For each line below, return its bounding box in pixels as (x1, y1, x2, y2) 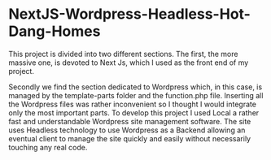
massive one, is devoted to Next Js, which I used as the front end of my (8, 58, 249, 67)
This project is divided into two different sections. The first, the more (8, 49, 238, 58)
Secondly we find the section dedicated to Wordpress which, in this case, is (8, 82, 263, 92)
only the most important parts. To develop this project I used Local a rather (8, 107, 260, 118)
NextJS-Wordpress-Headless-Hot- (8, 5, 251, 24)
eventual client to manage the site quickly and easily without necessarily (8, 133, 251, 143)
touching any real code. (8, 142, 88, 152)
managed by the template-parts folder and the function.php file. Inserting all (8, 90, 264, 100)
